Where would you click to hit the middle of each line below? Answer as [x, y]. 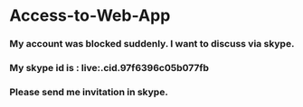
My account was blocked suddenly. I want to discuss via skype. [152, 44]
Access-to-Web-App [90, 16]
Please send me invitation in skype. [89, 92]
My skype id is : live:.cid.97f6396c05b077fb [109, 68]
